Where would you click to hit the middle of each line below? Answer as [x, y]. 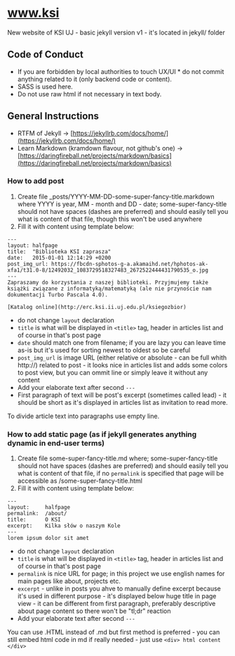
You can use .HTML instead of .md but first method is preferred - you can [114, 632]
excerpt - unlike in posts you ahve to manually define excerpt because [119, 588]
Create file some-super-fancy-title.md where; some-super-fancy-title [117, 458]
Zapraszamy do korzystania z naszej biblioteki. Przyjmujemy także [108, 282]
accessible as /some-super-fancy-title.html [80, 481]
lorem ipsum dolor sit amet [48, 538]
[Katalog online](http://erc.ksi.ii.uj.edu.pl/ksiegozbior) [97, 307]
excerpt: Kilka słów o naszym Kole [64, 526]
